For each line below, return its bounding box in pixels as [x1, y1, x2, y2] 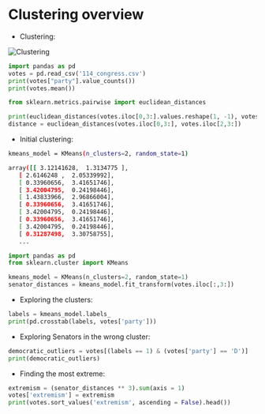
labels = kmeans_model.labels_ [8, 310, 111, 318]
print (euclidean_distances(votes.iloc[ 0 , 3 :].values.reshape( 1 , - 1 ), [8, 113, 238, 121]
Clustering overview [8, 6, 144, 24]
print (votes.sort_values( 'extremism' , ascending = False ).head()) [8, 399, 231, 407]
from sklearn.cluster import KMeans [8, 259, 129, 267]
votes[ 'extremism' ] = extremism [8, 391, 114, 400]
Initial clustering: [19, 134, 73, 144]
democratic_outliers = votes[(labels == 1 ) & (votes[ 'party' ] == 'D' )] [8, 347, 248, 355]
